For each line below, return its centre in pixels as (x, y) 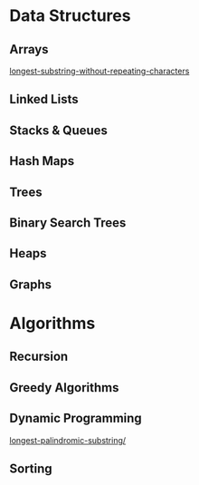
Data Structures (70, 16)
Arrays (29, 49)
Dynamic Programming (76, 418)
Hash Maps (42, 161)
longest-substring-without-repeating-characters (99, 71)
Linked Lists (44, 99)
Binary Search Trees (68, 223)
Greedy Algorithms (64, 388)
